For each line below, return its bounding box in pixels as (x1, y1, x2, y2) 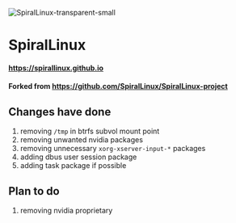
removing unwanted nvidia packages (19, 135, 144, 145)
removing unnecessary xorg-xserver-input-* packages (19, 144, 206, 154)
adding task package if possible (19, 161, 127, 170)
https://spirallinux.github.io (8, 63, 103, 73)
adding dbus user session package (19, 152, 137, 162)
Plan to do (8, 184, 60, 198)
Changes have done (8, 105, 112, 119)
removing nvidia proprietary (19, 206, 113, 215)
